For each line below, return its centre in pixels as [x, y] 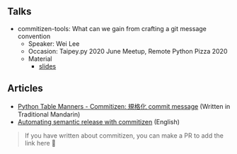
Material [40, 59]
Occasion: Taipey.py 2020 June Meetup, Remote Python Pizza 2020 [128, 51]
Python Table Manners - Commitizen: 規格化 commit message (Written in [124, 106]
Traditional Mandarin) [49, 114]
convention [34, 36]
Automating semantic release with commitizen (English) [99, 122]
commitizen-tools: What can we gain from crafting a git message [112, 28]
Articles [25, 89]
